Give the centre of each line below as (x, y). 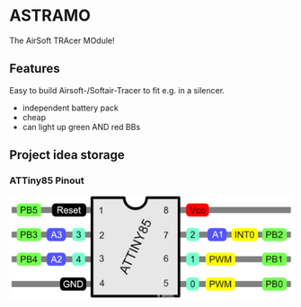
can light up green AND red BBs (81, 127)
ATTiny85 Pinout (47, 180)
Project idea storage (67, 155)
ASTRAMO (50, 16)
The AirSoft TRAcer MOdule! (62, 40)
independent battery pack (71, 108)
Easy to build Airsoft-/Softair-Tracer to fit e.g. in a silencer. (117, 90)
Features (35, 69)
